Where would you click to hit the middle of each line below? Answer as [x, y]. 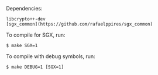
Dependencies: [24, 8]
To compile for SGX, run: [36, 35]
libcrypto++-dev [26, 19]
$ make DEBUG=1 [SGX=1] [35, 67]
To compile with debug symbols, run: [51, 56]
